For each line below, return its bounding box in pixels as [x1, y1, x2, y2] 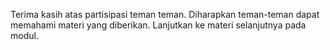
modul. [10, 30, 39, 41]
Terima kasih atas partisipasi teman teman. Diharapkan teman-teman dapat [10, 9, 320, 20]
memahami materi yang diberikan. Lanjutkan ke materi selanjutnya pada [10, 19, 307, 31]
